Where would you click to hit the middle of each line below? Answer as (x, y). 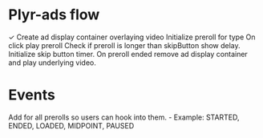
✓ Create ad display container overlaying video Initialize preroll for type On (132, 37)
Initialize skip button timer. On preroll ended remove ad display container (128, 54)
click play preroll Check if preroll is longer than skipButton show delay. (124, 45)
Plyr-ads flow (54, 15)
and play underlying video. (52, 63)
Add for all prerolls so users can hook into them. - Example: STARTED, (124, 117)
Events (32, 95)
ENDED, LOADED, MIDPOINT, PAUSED (71, 125)
